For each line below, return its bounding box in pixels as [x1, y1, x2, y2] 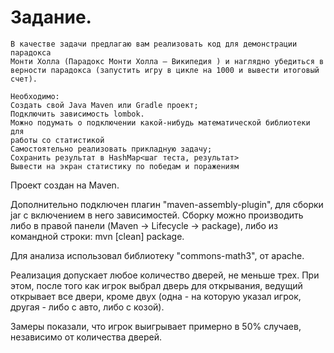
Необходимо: [10, 91, 60, 101]
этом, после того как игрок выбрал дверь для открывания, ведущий [10, 279, 303, 291]
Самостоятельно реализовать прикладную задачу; [10, 144, 213, 154]
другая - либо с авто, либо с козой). [10, 301, 165, 313]
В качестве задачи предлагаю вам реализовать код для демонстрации [10, 39, 298, 49]
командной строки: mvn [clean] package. [10, 230, 185, 242]
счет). [10, 74, 38, 84]
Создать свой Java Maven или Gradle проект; [10, 100, 199, 110]
